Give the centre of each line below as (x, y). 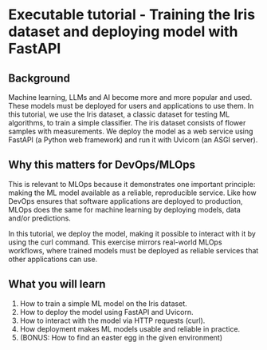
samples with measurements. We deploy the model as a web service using (131, 131)
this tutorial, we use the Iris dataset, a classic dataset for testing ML (119, 114)
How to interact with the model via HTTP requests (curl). (112, 320)
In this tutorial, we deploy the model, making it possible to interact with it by (132, 233)
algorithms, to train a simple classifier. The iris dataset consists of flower (127, 123)
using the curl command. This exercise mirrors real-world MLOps (115, 242)
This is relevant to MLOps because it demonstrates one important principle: (132, 184)
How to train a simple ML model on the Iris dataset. (103, 303)
